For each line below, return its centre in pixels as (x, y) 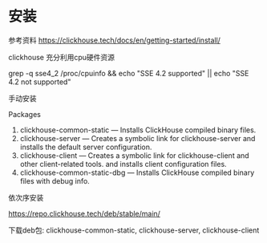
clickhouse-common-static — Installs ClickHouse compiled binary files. (138, 130)
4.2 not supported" (40, 82)
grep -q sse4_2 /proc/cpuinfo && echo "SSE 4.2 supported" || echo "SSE (129, 73)
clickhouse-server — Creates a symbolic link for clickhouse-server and (138, 138)
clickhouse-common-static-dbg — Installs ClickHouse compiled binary (137, 172)
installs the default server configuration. (86, 147)
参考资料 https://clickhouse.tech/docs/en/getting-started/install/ (114, 40)
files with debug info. (55, 180)
